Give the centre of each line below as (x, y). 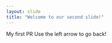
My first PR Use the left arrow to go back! (56, 34)
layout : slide (24, 11)
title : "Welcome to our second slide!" (55, 17)
